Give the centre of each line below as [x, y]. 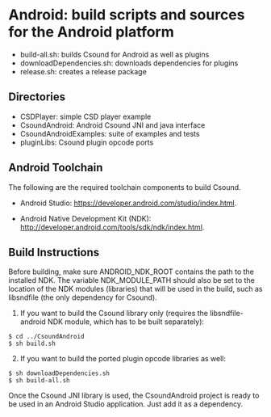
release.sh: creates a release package [83, 71]
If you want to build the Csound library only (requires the [114, 314]
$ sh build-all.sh [39, 381]
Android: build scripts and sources [127, 15]
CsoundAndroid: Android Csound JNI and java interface [113, 125]
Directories [37, 97]
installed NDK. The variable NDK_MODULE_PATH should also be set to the [132, 280]
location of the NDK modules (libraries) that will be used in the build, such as [135, 289]
